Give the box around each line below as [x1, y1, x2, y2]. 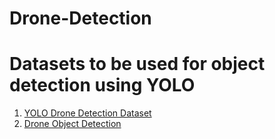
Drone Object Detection [23, 118, 122, 130]
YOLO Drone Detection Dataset [23, 107, 152, 119]
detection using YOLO [9, 74, 196, 97]
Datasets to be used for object [9, 53, 266, 76]
